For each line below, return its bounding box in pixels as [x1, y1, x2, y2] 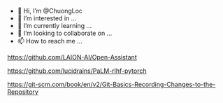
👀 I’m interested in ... [17, 14, 77, 22]
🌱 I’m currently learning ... [17, 22, 92, 29]
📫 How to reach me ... [17, 37, 82, 45]
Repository [7, 88, 38, 96]
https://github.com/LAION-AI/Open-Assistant [7, 53, 138, 61]
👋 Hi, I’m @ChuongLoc [17, 7, 82, 15]
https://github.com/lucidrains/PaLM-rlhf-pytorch [7, 67, 147, 75]
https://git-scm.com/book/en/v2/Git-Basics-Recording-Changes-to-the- [7, 81, 216, 88]
